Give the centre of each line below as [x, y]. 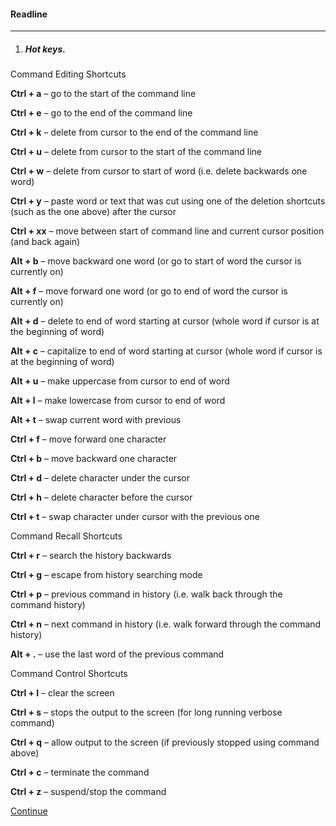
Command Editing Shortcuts [68, 74]
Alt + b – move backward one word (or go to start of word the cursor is [156, 261]
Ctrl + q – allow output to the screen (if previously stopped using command [165, 742]
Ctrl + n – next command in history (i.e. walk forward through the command [166, 624]
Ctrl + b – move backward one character [94, 459]
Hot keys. [45, 49]
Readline [29, 14]
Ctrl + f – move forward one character [88, 439]
